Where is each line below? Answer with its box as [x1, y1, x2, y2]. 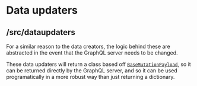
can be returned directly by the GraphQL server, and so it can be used [6, 67, 178, 74]
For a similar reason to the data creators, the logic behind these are [6, 43, 170, 50]
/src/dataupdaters [6, 27, 75, 37]
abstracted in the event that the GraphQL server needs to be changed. [6, 49, 178, 56]
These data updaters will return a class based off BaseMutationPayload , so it [6, 60, 191, 68]
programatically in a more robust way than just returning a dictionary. [6, 74, 175, 80]
